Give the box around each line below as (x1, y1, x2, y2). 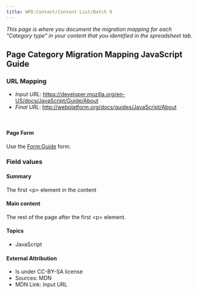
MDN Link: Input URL (15, 281, 68, 288)
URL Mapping (6, 77, 47, 85)
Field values (6, 158, 43, 166)
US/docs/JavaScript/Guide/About (15, 97, 99, 105)
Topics (6, 227, 24, 235)
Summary (6, 173, 31, 180)
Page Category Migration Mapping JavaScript (6, 50, 183, 60)
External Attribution (6, 255, 58, 262)
